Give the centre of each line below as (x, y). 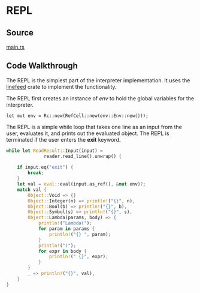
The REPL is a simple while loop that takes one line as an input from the (94, 127)
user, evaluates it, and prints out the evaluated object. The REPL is (88, 133)
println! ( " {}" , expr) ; (79, 257)
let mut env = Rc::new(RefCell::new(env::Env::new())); (77, 116)
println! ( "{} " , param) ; (80, 234)
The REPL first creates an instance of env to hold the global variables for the (100, 98)
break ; (36, 173)
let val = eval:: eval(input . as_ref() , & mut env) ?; (81, 184)
